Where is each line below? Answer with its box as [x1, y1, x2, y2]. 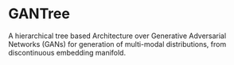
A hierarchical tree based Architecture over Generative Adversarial [8, 31, 227, 40]
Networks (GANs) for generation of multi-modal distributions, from [8, 39, 227, 48]
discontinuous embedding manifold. [8, 48, 126, 57]
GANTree [8, 5, 70, 23]
